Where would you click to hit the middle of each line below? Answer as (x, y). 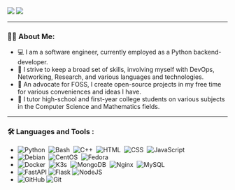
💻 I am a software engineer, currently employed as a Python (105, 52)
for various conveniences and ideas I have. (79, 92)
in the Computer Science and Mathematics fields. (88, 107)
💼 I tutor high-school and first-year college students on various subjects (121, 99)
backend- (207, 52)
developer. (33, 62)
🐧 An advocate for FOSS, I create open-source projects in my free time (119, 85)
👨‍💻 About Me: (31, 36)
